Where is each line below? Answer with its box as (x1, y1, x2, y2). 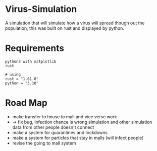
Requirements (5, 43, 64, 54)
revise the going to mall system (12, 140, 76, 146)
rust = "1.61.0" (5, 76, 39, 81)
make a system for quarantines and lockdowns (12, 129, 108, 135)
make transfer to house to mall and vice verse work (12, 113, 117, 120)
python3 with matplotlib (5, 59, 56, 64)
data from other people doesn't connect (12, 124, 94, 130)
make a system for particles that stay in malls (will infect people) (12, 135, 144, 141)
